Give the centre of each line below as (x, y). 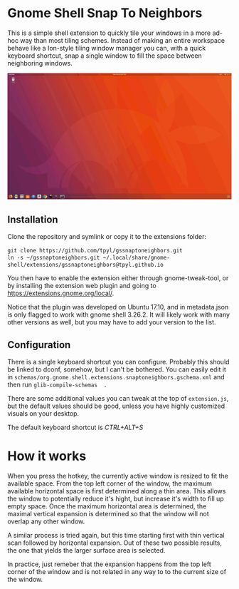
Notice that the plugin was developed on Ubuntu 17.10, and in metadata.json (118, 307)
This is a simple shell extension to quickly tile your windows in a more (109, 33)
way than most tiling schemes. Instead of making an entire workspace (123, 40)
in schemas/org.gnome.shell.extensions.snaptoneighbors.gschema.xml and (116, 377)
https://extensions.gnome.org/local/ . (61, 293)
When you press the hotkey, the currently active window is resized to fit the (118, 476)
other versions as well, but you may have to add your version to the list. (112, 322)
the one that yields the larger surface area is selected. (86, 550)
